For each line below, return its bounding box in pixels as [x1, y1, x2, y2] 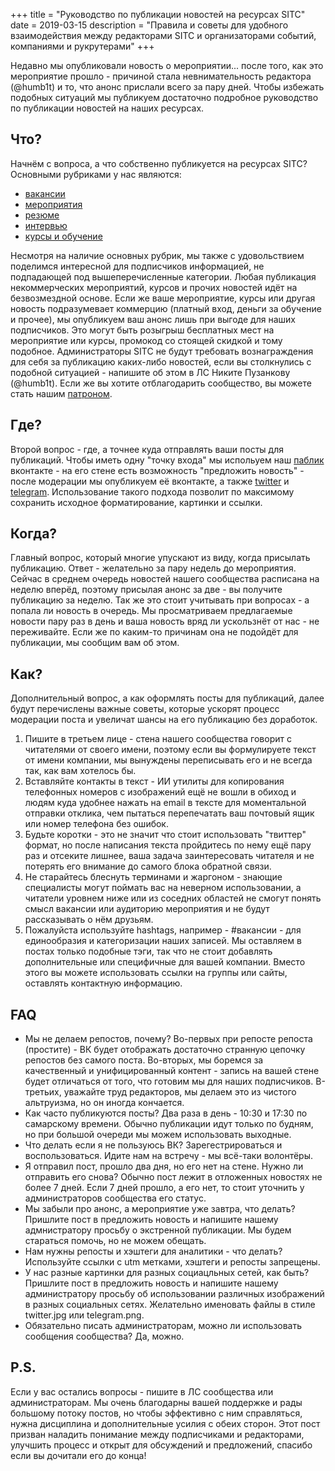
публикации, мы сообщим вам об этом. [10, 637, 180, 649]
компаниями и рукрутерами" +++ [10, 40, 155, 52]
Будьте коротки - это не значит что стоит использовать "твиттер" [24, 829, 307, 841]
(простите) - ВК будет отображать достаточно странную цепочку [24, 1044, 306, 1056]
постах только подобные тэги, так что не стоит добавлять [24, 945, 273, 958]
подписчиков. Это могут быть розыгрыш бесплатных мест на [10, 324, 275, 336]
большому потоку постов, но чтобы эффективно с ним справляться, [10, 1407, 303, 1419]
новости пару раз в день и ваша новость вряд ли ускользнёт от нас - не [10, 615, 320, 628]
